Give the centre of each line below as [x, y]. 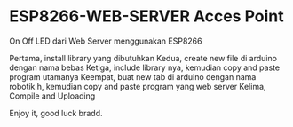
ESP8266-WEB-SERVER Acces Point [146, 16]
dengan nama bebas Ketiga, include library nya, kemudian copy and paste [145, 67]
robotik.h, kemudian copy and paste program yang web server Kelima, [138, 86]
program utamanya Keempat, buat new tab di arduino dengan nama [133, 76]
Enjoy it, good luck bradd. [56, 113]
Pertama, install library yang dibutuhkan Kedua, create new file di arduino [143, 58]
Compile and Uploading [52, 96]
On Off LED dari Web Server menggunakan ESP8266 [106, 41]
